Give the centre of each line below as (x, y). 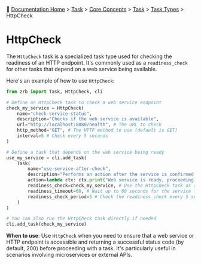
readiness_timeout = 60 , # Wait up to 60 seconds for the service (109, 191)
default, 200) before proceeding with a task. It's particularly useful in (91, 248)
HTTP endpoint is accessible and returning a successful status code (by (95, 242)
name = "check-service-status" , (55, 114)
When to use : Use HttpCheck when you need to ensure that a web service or (100, 236)
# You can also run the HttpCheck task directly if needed (81, 219)
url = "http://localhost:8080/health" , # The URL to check (89, 125)
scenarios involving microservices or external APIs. (69, 255)
